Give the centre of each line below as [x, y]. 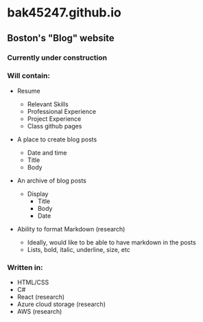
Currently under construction [57, 58]
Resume [28, 91]
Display [38, 194]
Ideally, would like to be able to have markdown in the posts [112, 242]
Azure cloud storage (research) [61, 304]
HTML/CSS [33, 282]
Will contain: [28, 76]
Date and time [47, 152]
